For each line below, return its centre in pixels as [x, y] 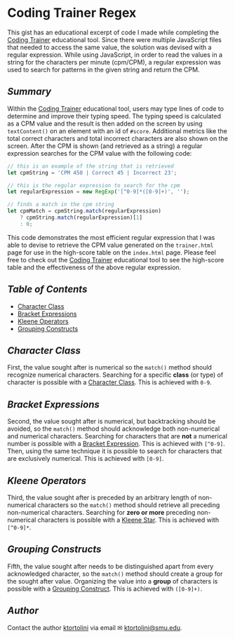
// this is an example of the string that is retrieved [90, 166]
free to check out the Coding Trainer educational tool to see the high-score [116, 260]
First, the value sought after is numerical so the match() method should [110, 368]
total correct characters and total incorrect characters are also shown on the [117, 138]
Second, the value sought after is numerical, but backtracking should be [112, 422]
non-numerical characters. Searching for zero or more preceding [101, 512]
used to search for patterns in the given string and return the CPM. [103, 69]
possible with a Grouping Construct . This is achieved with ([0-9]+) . [105, 588]
